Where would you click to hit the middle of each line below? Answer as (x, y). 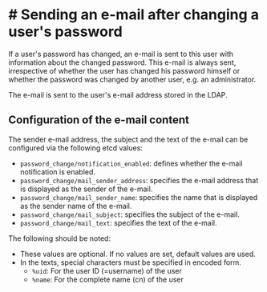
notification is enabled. (58, 172)
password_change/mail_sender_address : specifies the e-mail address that (139, 180)
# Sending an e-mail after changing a (133, 15)
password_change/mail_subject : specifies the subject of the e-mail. (130, 214)
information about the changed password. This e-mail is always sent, (122, 62)
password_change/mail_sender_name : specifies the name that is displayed (139, 197)
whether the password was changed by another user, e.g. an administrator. (132, 79)
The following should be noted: (59, 238)
